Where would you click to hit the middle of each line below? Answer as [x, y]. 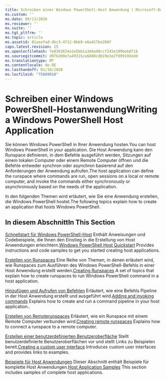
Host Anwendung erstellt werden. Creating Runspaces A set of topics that [80, 270]
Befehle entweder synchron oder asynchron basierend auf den [69, 165]
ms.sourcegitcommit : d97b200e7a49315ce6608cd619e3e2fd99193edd [72, 56]
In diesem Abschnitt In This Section [60, 222]
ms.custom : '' [20, 14]
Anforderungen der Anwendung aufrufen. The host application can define [80, 171]
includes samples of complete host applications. [54, 372]
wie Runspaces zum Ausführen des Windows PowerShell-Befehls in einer [80, 265]
